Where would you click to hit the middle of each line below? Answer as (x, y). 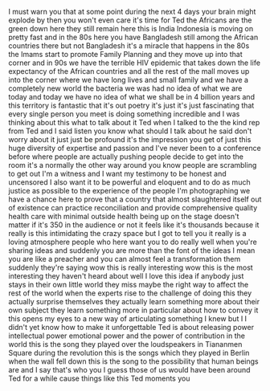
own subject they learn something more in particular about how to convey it (133, 310)
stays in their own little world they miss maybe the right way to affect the (129, 285)
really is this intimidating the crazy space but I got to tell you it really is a (127, 233)
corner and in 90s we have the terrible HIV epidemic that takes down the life (135, 63)
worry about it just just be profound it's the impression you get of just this (130, 139)
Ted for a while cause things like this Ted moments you (99, 378)
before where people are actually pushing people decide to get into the (126, 157)
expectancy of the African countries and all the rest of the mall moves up (129, 71)
